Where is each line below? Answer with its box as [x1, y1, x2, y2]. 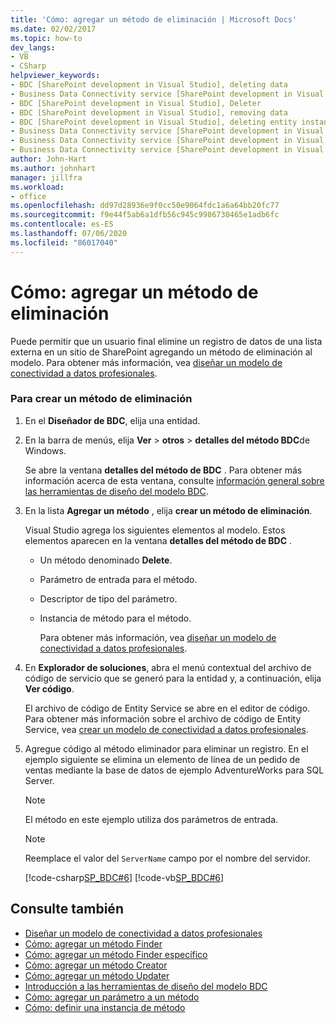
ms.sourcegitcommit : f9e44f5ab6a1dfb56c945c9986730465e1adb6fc [10, 210, 280, 220]
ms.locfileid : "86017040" [10, 237, 118, 248]
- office [10, 191, 47, 201]
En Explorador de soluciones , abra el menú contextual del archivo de [24, 661, 312, 673]
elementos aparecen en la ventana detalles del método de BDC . [24, 534, 293, 546]
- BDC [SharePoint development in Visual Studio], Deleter [10, 98, 262, 108]
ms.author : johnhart [10, 163, 97, 173]
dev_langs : [10, 42, 56, 53]
